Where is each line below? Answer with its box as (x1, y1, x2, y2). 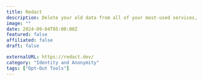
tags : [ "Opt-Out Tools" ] (6, 65, 69, 71)
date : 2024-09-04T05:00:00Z (6, 26, 78, 32)
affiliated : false (6, 37, 53, 43)
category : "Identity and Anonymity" (6, 59, 99, 66)
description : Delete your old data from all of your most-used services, (6, 15, 198, 21)
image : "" (6, 20, 32, 26)
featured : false (6, 32, 48, 38)
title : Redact (6, 9, 43, 15)
